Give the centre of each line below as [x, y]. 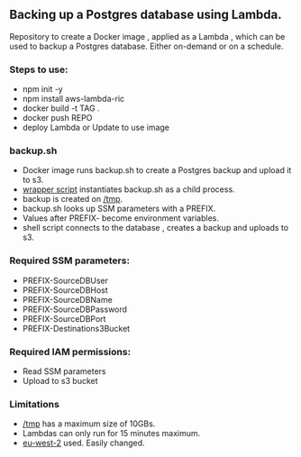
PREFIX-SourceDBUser [65, 280]
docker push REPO [57, 118]
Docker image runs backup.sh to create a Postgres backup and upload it [157, 170]
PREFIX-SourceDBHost [65, 290]
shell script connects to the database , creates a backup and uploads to [155, 228]
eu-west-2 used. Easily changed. [84, 443]
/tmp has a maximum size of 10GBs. [89, 424]
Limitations [35, 404]
